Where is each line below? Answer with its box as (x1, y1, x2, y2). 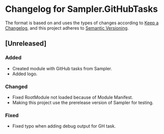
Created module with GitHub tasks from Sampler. (12, 65, 112, 71)
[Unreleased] (5, 40, 47, 48)
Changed (5, 83, 28, 90)
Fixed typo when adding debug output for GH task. (12, 123, 116, 129)
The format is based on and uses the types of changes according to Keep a (5, 20, 159, 26)
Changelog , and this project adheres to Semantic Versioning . (5, 25, 129, 31)
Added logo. (12, 71, 38, 77)
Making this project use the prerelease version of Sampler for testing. (12, 99, 154, 105)
